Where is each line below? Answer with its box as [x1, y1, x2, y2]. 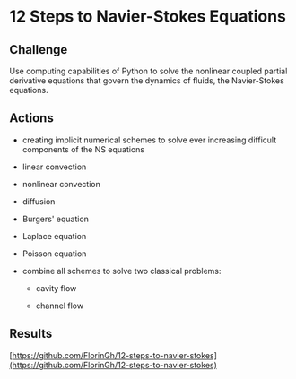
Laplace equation [22, 230, 87, 241]
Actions [9, 110, 54, 126]
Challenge [9, 42, 68, 57]
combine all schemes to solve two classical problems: [22, 265, 222, 276]
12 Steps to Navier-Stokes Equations [9, 6, 287, 27]
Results [9, 326, 53, 341]
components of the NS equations [22, 143, 145, 154]
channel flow [35, 300, 83, 311]
